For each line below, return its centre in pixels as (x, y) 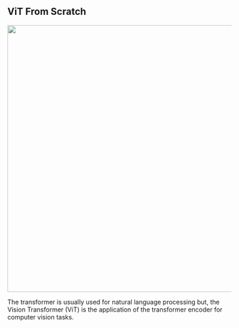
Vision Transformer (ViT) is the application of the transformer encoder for (115, 310)
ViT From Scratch (47, 12)
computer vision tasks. (41, 317)
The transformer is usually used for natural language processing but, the (113, 302)
